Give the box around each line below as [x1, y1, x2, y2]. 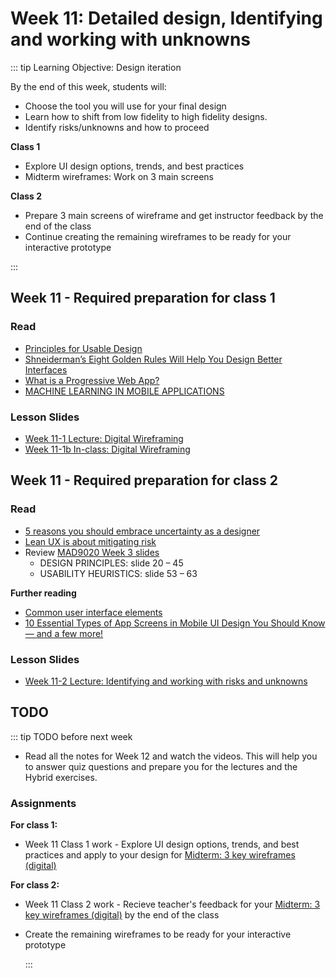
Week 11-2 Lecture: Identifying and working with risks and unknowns [24, 675, 308, 687]
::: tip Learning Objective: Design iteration [10, 61, 182, 73]
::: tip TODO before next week [10, 730, 133, 742]
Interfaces [24, 363, 68, 376]
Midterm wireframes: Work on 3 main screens [24, 170, 214, 182]
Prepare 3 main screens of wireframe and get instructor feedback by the [24, 209, 324, 221]
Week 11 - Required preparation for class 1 [10, 290, 276, 307]
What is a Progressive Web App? [24, 374, 160, 386]
